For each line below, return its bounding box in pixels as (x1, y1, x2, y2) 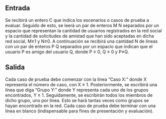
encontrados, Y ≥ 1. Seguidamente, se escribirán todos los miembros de (5, 92, 153, 98)
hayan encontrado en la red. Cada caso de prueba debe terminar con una (5, 103, 156, 109)
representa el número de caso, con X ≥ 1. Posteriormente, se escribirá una (5, 81, 158, 87)
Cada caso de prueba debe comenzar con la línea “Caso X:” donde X (5, 76, 147, 82)
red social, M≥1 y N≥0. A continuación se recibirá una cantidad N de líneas (5, 38, 158, 44)
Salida (5, 63, 25, 71)
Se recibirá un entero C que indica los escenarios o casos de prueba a (5, 17, 149, 23)
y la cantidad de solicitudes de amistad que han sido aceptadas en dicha (5, 33, 154, 39)
